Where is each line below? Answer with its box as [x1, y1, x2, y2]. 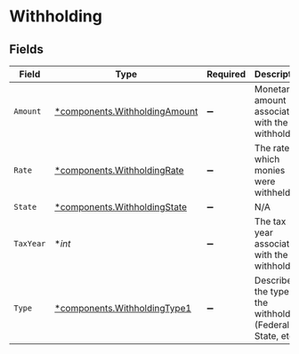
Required [206, 68, 246, 80]
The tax [254, 215, 287, 228]
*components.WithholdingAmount [54, 105, 198, 117]
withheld [254, 187, 291, 198]
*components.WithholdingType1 [54, 302, 192, 314]
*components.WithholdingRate [54, 165, 184, 176]
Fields [9, 42, 44, 57]
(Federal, [254, 318, 292, 331]
